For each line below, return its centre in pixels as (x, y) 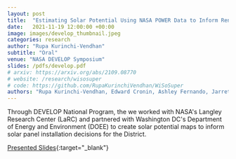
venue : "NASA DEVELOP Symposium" (56, 60)
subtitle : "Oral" (33, 53)
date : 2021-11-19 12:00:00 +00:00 (61, 27)
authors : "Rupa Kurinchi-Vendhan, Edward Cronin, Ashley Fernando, (108, 92)
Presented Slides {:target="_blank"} (58, 148)
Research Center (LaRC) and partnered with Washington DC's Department (115, 119)
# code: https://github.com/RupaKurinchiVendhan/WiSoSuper (96, 85)
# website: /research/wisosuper (54, 79)
